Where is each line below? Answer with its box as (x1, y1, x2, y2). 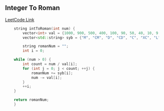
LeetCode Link (5, 16, 35, 22)
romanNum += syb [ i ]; (31, 70, 73, 76)
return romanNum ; (14, 97, 49, 102)
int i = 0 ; (22, 48, 45, 53)
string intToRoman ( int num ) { (14, 26, 76, 31)
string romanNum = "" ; (22, 44, 69, 49)
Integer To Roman (5, 4, 60, 12)
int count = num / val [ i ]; (22, 62, 78, 67)
